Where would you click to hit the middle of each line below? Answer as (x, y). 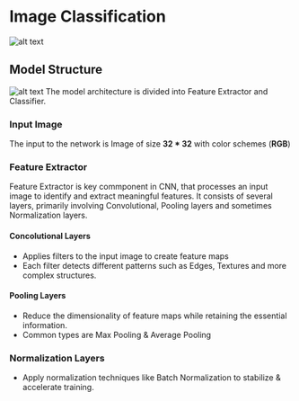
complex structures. (59, 275)
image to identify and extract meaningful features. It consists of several (141, 196)
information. (44, 325)
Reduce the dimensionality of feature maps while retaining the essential (154, 316)
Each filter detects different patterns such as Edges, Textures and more (154, 265)
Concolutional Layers (50, 236)
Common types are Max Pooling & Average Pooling (117, 334)
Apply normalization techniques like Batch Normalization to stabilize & (151, 378)
